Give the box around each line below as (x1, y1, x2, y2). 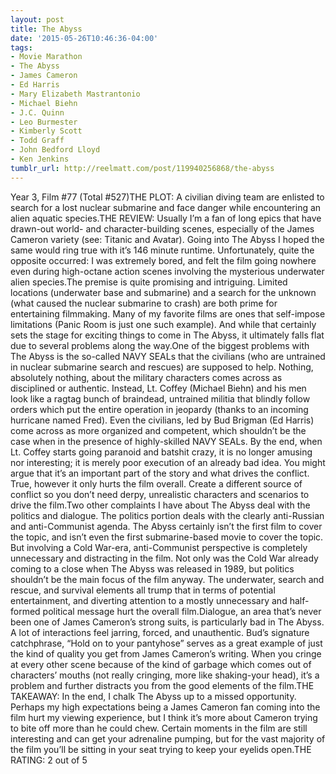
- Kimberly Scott (10, 126, 83, 136)
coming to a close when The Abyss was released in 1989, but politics (10, 562, 295, 575)
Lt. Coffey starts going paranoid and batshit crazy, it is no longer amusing (10, 446, 313, 458)
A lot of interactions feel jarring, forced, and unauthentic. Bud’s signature (10, 626, 310, 638)
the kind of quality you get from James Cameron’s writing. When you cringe (10, 647, 322, 660)
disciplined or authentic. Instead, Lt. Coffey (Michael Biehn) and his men (10, 382, 307, 394)
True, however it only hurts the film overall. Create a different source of (10, 477, 303, 490)
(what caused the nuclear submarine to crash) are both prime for (10, 297, 278, 309)
